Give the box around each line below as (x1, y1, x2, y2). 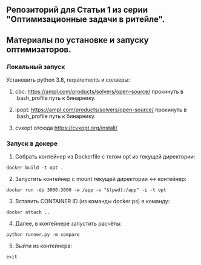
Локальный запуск (6, 62, 65, 71)
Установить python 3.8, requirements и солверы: (6, 76, 130, 83)
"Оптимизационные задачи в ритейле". (6, 15, 165, 25)
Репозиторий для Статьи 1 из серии (6, 5, 148, 15)
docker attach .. (6, 209, 50, 215)
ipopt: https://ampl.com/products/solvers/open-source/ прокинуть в (15, 106, 187, 114)
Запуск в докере (6, 139, 58, 148)
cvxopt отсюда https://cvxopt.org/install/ (15, 124, 118, 132)
